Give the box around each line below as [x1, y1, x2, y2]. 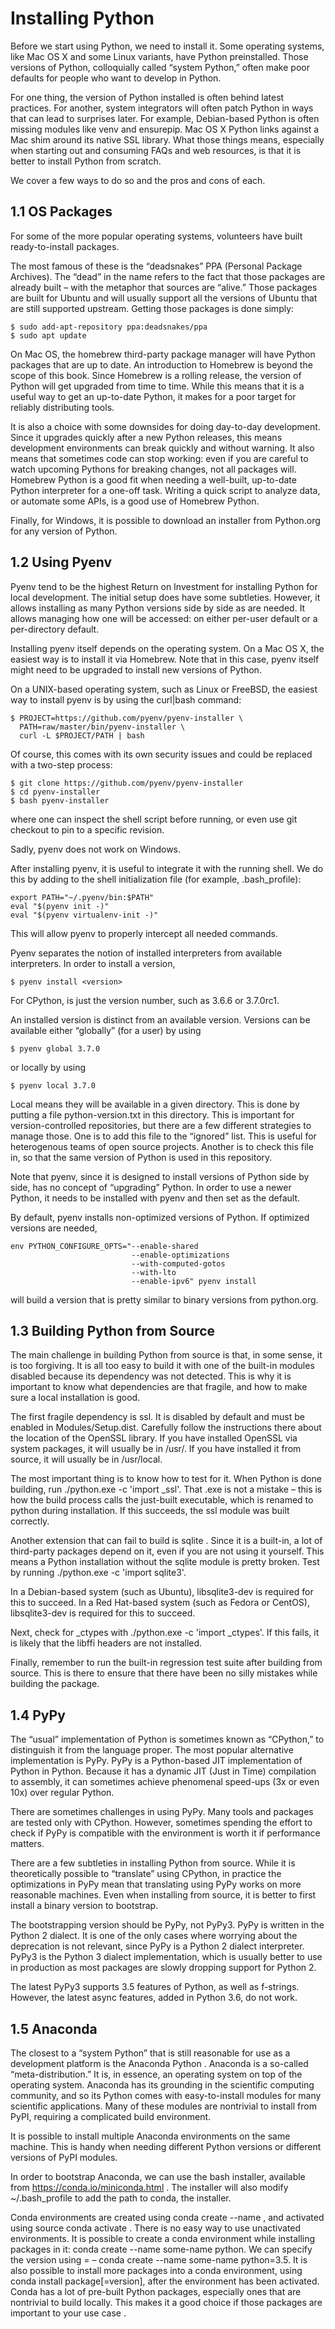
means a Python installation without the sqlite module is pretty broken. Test [10, 1556, 320, 1568]
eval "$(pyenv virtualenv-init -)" [10, 910, 159, 920]
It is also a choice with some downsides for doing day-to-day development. [10, 420, 321, 432]
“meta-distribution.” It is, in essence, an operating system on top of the [10, 2068, 303, 2080]
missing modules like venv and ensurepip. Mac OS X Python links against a [10, 123, 320, 135]
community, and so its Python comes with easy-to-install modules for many [10, 2090, 322, 2101]
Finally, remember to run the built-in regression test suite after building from [10, 1657, 323, 1669]
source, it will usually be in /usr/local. [10, 1453, 163, 1466]
